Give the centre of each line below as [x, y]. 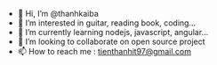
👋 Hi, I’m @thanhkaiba [58, 14]
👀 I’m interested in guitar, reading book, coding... [107, 23]
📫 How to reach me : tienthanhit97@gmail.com [104, 51]
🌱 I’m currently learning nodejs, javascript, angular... [113, 32]
